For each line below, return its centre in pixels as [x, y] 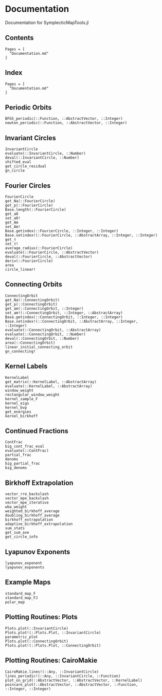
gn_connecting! [20, 351]
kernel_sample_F [21, 399]
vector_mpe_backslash [27, 499]
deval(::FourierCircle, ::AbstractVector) [49, 257]
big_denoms [16, 468]
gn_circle [15, 171]
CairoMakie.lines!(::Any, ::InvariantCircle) [52, 672]
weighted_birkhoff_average [32, 511]
